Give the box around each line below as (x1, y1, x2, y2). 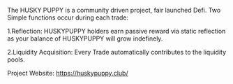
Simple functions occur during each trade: (7, 13, 129, 22)
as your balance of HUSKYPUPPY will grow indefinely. (7, 34, 163, 43)
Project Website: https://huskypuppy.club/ (7, 69, 128, 77)
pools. (7, 55, 26, 64)
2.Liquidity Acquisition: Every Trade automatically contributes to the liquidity (7, 48, 227, 56)
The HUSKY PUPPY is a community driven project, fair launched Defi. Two (7, 6, 221, 14)
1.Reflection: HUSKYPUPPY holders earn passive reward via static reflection (7, 27, 226, 35)
